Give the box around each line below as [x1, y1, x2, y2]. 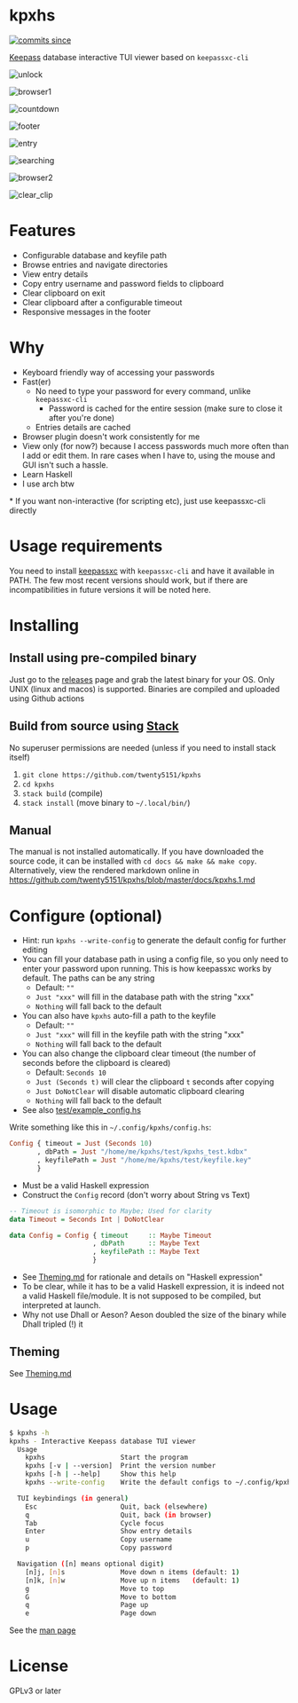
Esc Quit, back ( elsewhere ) [25, 1502, 208, 1511]
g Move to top [25, 1584, 165, 1593]
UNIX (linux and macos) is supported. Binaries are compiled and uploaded [9, 683, 280, 694]
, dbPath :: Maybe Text [92, 1239, 200, 1248]
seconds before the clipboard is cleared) [21, 1058, 171, 1068]
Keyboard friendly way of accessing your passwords [21, 367, 216, 377]
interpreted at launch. [21, 1300, 101, 1311]
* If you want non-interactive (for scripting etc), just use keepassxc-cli [9, 495, 266, 506]
